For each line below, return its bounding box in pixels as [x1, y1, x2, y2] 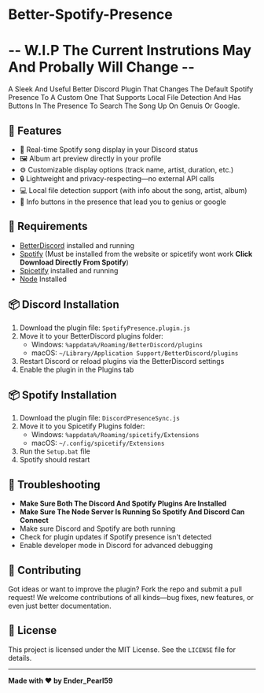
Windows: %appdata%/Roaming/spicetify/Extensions [31, 430, 200, 439]
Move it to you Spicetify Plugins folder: [19, 421, 145, 431]
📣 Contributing [8, 563, 82, 576]
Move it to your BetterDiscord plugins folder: [19, 331, 163, 340]
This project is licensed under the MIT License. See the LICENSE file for [8, 644, 236, 654]
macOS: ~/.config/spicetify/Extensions [31, 439, 165, 448]
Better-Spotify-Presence [8, 6, 173, 24]
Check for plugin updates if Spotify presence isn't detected [19, 532, 212, 542]
